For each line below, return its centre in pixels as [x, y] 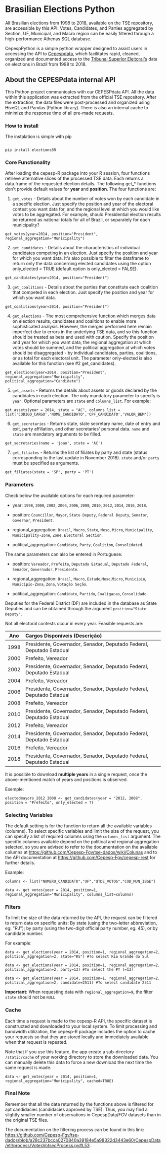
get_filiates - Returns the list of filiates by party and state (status [80, 452]
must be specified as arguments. [46, 463]
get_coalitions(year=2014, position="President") [57, 307]
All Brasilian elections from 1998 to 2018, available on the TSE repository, [79, 23]
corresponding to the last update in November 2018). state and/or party [86, 458]
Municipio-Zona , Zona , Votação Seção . [50, 584]
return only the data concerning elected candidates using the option [82, 264]
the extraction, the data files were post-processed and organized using [77, 102]
